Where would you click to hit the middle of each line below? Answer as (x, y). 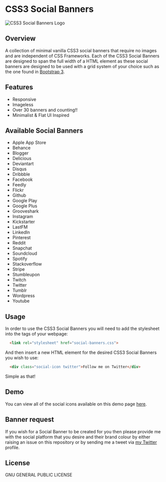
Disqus (19, 169)
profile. (12, 447)
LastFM (20, 227)
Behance (21, 148)
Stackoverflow (27, 264)
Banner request (30, 420)
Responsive (24, 99)
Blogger (20, 153)
